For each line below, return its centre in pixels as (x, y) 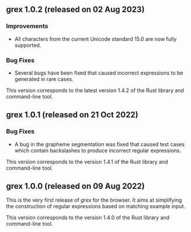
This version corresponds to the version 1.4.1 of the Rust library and (87, 161)
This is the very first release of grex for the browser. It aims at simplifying (94, 200)
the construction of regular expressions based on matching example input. (96, 206)
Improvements (27, 26)
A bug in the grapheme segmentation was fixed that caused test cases (100, 144)
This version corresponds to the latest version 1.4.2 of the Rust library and (95, 90)
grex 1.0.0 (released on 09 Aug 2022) (75, 186)
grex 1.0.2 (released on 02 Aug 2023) (75, 10)
